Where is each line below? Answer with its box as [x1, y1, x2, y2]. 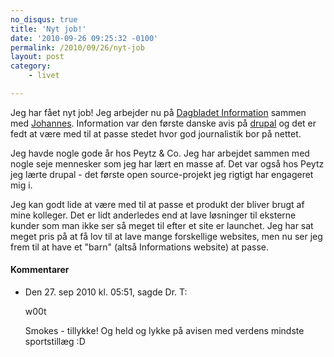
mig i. [10, 179, 33, 191]
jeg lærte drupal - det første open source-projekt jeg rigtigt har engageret [10, 168, 314, 180]
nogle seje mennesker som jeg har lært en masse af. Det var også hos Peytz [10, 157, 325, 170]
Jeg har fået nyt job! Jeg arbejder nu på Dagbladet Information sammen [10, 106, 307, 118]
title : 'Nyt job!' [10, 24, 87, 34]
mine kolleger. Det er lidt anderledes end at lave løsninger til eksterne [10, 209, 297, 221]
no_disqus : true [10, 14, 78, 25]
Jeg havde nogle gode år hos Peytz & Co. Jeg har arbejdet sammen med [10, 147, 310, 159]
